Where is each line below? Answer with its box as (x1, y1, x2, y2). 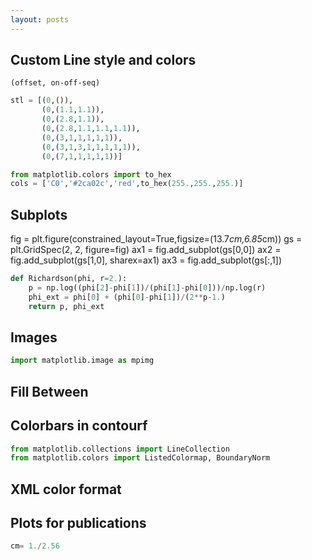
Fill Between (10, 383, 89, 400)
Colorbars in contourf (10, 417, 148, 435)
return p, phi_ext (28, 301, 105, 311)
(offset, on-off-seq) (10, 78, 101, 88)
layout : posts (10, 14, 70, 25)
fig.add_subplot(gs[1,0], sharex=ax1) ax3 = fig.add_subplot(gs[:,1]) (10, 254, 283, 266)
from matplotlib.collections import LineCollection (10, 444, 230, 454)
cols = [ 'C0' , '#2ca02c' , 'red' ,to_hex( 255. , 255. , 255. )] (10, 179, 244, 189)
